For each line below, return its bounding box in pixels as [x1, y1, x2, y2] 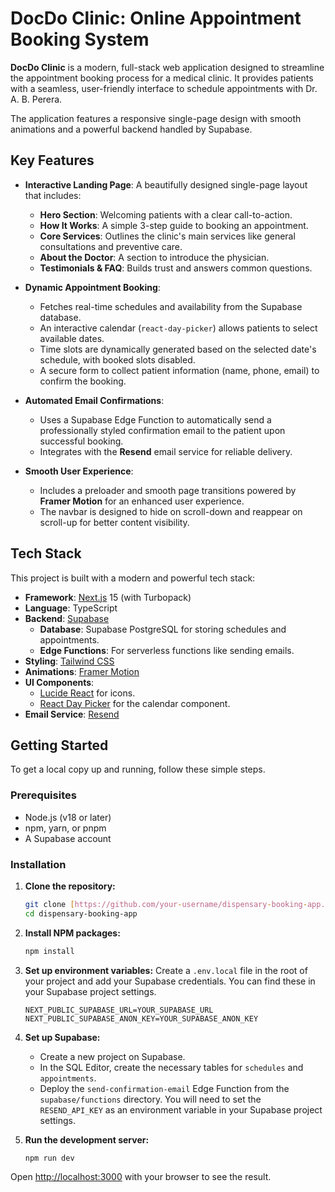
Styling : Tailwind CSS [24, 655, 115, 667]
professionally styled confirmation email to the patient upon [39, 424, 286, 436]
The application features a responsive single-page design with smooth [10, 112, 302, 124]
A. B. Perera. [10, 93, 63, 105]
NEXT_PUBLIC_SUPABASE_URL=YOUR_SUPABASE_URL [24, 1005, 214, 1015]
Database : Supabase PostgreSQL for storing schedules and [39, 623, 287, 635]
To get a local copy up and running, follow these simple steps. [10, 763, 266, 776]
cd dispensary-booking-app [24, 908, 138, 919]
